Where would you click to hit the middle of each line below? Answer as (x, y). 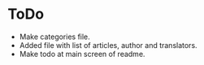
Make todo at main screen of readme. (82, 54)
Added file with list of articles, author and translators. (108, 45)
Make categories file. (54, 37)
